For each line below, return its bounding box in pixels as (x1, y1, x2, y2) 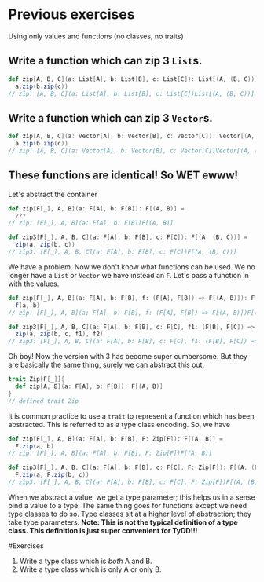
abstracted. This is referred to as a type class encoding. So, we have (8, 419, 230, 429)
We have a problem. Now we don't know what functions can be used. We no (8, 262, 255, 272)
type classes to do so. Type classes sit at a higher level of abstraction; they (8, 509, 251, 518)
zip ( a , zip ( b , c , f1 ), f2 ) (15, 330, 104, 339)
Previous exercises (8, 5, 135, 24)
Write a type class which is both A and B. (19, 556, 152, 566)
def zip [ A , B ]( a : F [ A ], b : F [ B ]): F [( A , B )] (15, 383, 163, 390)
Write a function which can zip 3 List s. (8, 54, 203, 68)
